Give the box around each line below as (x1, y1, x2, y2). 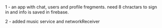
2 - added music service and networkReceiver (5, 19, 100, 24)
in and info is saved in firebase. (5, 9, 69, 15)
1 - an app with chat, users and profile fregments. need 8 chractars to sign (5, 4, 158, 10)
